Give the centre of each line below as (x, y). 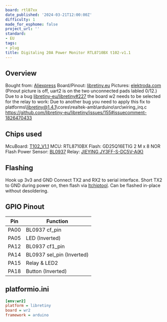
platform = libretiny (28, 306)
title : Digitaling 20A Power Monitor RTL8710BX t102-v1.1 (68, 52)
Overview (21, 73)
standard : (16, 34)
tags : (11, 43)
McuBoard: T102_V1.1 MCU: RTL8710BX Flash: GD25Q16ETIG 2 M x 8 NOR (83, 146)
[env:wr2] (16, 301)
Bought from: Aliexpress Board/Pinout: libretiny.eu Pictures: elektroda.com (83, 86)
